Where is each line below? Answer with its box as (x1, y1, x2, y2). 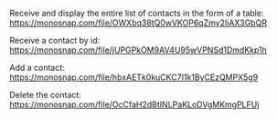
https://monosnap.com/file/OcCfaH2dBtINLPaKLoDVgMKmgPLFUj (9, 99, 260, 110)
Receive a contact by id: (9, 35, 101, 45)
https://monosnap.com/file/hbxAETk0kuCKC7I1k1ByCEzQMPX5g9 (9, 72, 259, 83)
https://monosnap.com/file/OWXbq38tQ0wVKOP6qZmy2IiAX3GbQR (9, 17, 268, 28)
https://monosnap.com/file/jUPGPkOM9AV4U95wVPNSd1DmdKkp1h (9, 45, 267, 55)
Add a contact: (9, 63, 66, 73)
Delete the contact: (9, 90, 82, 100)
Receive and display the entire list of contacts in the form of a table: (9, 8, 264, 18)
